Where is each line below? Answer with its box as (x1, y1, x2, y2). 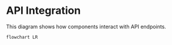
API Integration (6, 4, 81, 17)
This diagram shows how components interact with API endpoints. (6, 23, 166, 30)
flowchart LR (6, 34, 38, 40)
